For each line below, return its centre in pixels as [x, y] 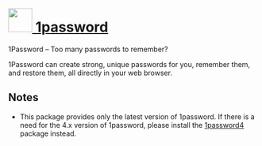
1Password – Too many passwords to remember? [88, 49]
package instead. [48, 133]
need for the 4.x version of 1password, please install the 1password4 [132, 125]
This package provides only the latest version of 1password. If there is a [137, 116]
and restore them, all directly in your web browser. [91, 73]
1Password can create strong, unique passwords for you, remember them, [129, 64]
